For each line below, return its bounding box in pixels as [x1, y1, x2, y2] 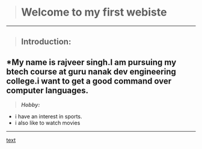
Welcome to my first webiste [20, 5, 167, 19]
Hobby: [20, 102, 40, 109]
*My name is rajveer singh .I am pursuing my [6, 57, 177, 67]
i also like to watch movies [14, 120, 81, 127]
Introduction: [20, 37, 72, 47]
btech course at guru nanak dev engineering [6, 66, 176, 77]
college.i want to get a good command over [6, 76, 172, 86]
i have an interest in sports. [14, 113, 82, 120]
